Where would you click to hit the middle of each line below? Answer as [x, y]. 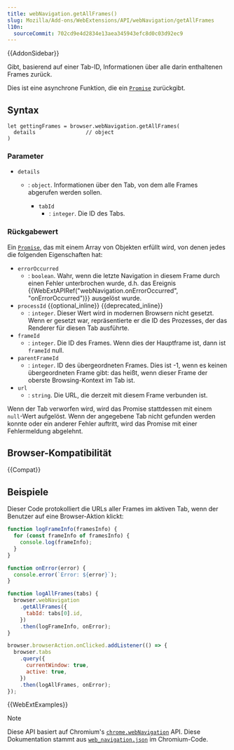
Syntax [23, 110]
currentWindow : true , [57, 665]
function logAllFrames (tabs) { [53, 594]
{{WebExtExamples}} [38, 705]
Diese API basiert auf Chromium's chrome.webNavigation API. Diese [104, 732]
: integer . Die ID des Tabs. [87, 213]
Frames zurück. [30, 74]
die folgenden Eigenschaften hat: [55, 254]
